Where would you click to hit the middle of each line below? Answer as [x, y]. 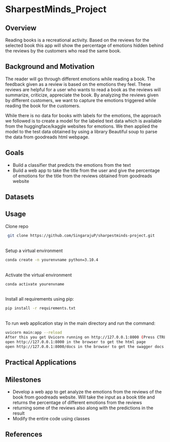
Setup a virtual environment [34, 251]
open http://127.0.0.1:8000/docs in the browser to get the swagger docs [85, 347]
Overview [21, 28]
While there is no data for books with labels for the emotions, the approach [83, 115]
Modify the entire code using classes [51, 419]
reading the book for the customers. [43, 106]
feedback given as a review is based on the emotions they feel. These [78, 84]
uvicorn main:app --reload [34, 333]
